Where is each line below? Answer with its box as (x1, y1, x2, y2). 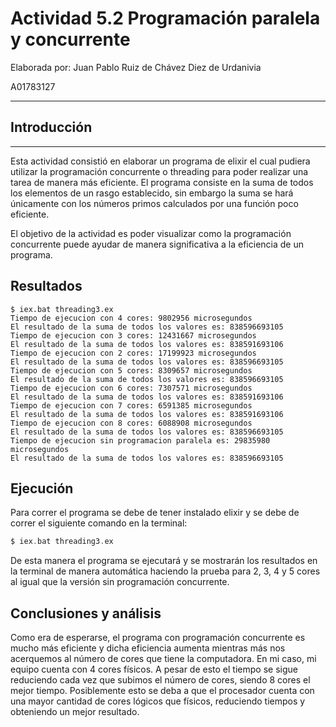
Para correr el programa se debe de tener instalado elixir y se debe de (10, 507, 300, 519)
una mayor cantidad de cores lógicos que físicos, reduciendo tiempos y (10, 695, 306, 707)
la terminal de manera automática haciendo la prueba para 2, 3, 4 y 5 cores (10, 565, 321, 577)
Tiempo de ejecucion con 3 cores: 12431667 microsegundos (10, 330, 257, 341)
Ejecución (10, 480, 74, 497)
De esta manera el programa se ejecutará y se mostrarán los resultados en (10, 555, 318, 567)
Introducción (10, 119, 93, 136)
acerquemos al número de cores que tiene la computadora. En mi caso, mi (10, 653, 317, 665)
